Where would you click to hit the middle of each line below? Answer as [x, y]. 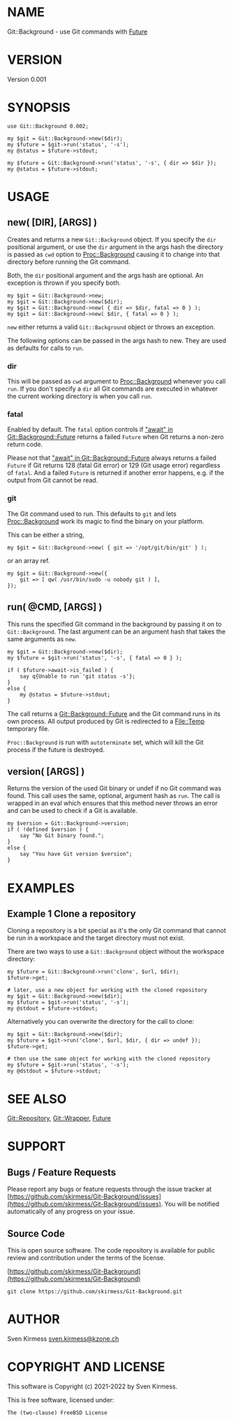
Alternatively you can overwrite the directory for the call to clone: [101, 1022]
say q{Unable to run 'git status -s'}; [78, 676]
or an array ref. [29, 560]
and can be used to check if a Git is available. [73, 811]
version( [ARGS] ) [46, 771]
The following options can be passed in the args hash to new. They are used [117, 340]
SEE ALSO [37, 1099]
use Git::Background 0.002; [48, 126]
